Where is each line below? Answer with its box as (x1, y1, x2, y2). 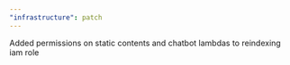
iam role (9, 46, 40, 58)
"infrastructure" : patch (9, 12, 103, 22)
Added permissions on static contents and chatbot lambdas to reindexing (9, 37, 281, 48)
